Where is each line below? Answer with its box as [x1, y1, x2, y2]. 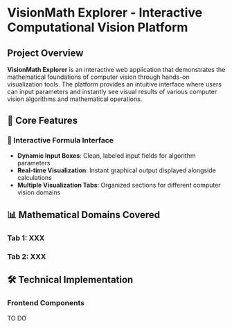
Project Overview [7, 47, 84, 59]
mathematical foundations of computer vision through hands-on [7, 73, 190, 81]
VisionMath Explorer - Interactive [7, 5, 203, 21]
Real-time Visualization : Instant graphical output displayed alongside [17, 166, 216, 174]
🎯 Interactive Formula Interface [7, 136, 114, 145]
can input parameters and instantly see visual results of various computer [7, 88, 217, 95]
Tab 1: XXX [7, 233, 45, 243]
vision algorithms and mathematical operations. [7, 95, 143, 103]
